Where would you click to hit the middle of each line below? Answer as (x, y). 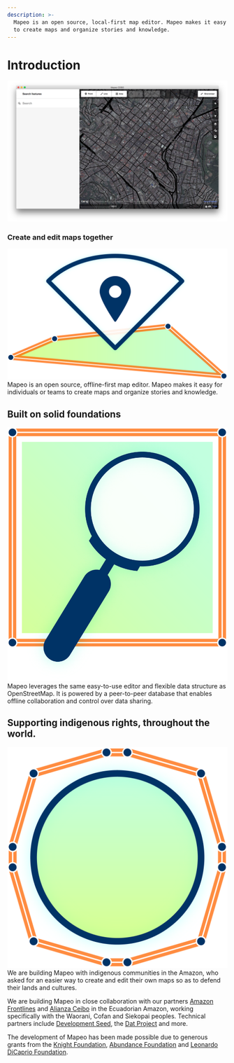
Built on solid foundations (64, 414)
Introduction (44, 65)
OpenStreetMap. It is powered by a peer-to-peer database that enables (110, 694)
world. (22, 734)
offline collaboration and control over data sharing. (80, 701)
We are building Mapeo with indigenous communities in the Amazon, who (113, 973)
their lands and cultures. (42, 987)
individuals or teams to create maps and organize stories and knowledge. (113, 392)
